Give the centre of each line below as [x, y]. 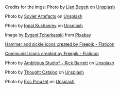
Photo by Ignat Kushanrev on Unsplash [44, 25]
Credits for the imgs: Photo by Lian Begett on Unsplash [60, 7]
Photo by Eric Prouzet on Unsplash [40, 82]
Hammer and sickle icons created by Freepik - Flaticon [60, 44]
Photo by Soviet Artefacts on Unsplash [44, 16]
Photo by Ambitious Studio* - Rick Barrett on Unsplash [60, 63]
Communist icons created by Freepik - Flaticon [52, 53]
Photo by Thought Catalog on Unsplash [44, 72]
